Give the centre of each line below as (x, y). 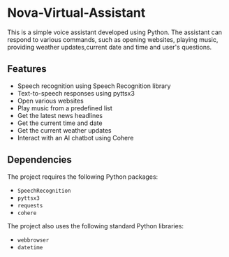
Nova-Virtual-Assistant (76, 13)
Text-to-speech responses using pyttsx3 (76, 93)
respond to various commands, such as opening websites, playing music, (113, 39)
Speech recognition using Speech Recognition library (94, 86)
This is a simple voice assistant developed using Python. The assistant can (114, 32)
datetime (30, 247)
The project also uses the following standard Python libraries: (95, 226)
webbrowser (33, 240)
